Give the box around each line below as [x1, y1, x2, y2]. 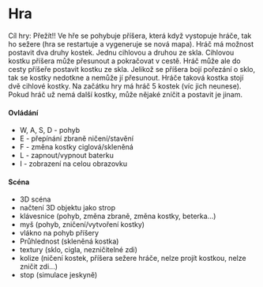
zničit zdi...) [19, 262, 58, 271]
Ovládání [8, 108, 39, 117]
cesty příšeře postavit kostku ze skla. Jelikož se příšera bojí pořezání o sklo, [8, 64, 255, 74]
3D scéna [19, 194, 51, 204]
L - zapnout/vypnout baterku [19, 151, 115, 160]
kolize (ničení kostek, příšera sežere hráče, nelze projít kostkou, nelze [19, 254, 246, 263]
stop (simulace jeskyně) [19, 270, 98, 280]
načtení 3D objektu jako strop [19, 203, 116, 213]
